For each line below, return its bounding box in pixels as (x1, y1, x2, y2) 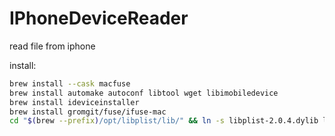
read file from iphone (9, 40, 96, 52)
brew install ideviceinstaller (9, 97, 140, 107)
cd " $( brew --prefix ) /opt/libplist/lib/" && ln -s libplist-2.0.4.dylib (9, 116, 319, 126)
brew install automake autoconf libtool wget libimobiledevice (9, 88, 279, 98)
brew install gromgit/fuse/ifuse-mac (9, 107, 167, 117)
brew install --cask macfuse (9, 78, 131, 89)
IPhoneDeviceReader (9, 7, 189, 30)
